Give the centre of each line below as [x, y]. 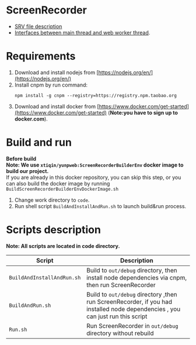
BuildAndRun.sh [30, 305]
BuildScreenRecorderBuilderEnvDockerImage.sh [62, 189]
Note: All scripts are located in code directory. [63, 246]
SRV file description [38, 26]
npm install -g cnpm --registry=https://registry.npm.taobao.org [95, 95]
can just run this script [117, 316]
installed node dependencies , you [134, 309]
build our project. [27, 171]
